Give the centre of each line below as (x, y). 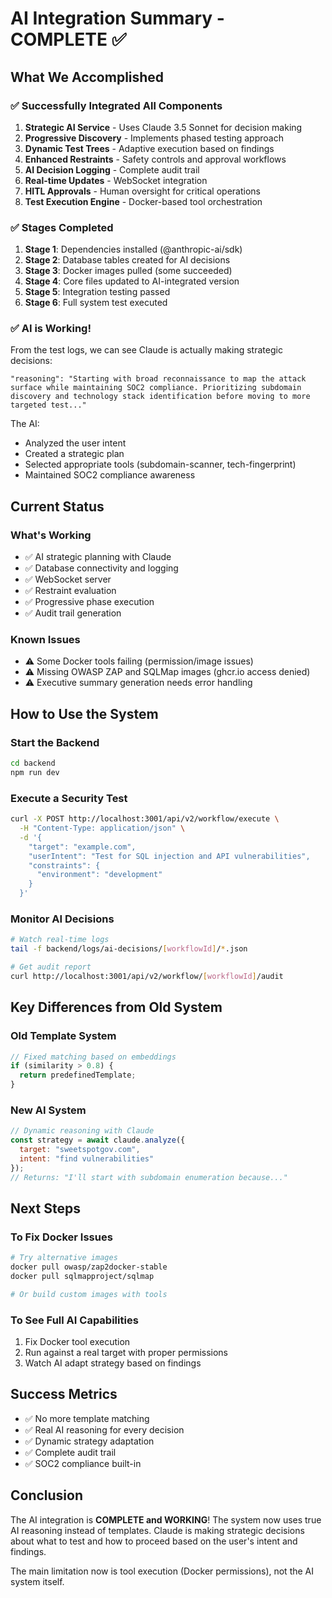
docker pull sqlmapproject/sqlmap (82, 1277)
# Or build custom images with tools (89, 1294)
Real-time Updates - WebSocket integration (116, 180)
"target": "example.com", (82, 847)
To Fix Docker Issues (61, 1237)
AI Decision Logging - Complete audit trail (112, 169)
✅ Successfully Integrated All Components (116, 105)
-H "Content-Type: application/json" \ (102, 828)
